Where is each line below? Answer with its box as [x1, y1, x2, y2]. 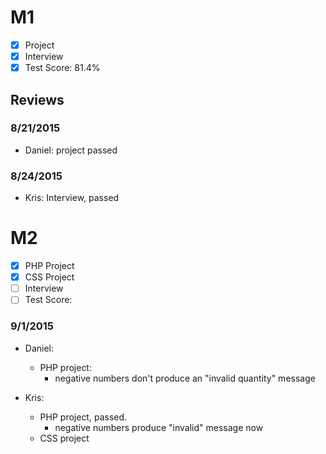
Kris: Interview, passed [24, 192, 120, 204]
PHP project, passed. [39, 411, 128, 423]
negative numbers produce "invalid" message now [54, 421, 264, 433]
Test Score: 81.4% [24, 62, 101, 74]
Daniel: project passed [24, 144, 118, 156]
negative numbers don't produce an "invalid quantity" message [54, 372, 316, 384]
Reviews [10, 91, 65, 108]
